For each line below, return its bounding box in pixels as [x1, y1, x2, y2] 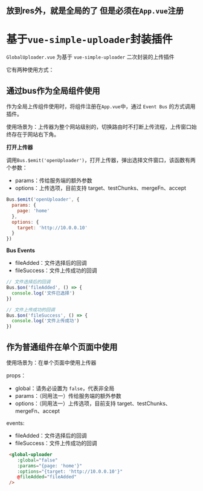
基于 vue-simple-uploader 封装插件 [6, 32, 173, 46]
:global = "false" [17, 457, 59, 463]
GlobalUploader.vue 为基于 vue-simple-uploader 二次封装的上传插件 [6, 53, 175, 60]
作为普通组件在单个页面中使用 [6, 342, 118, 352]
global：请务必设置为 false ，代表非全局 [14, 385, 115, 392]
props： [6, 371, 26, 379]
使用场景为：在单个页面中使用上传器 [6, 359, 97, 366]
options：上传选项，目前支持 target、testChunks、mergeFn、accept [14, 184, 186, 192]
